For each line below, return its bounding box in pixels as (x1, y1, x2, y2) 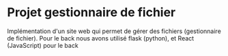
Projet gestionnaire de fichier (7, 5, 176, 20)
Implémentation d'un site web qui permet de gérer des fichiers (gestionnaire (7, 27, 222, 35)
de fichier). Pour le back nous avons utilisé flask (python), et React (7, 34, 195, 42)
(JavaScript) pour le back (7, 41, 79, 49)
